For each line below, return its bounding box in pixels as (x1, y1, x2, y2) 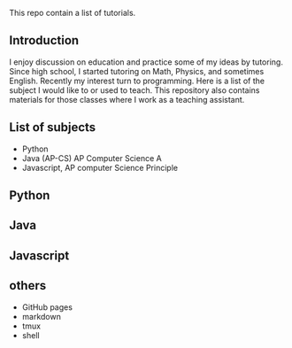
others (9, 278, 47, 293)
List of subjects (9, 120, 96, 135)
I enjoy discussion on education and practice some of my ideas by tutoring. (9, 57, 283, 67)
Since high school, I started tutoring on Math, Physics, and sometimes (9, 66, 265, 76)
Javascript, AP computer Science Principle (21, 162, 179, 173)
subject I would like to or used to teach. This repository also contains (9, 84, 260, 96)
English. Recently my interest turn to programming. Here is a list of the (9, 75, 265, 86)
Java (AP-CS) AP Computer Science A (21, 152, 162, 163)
